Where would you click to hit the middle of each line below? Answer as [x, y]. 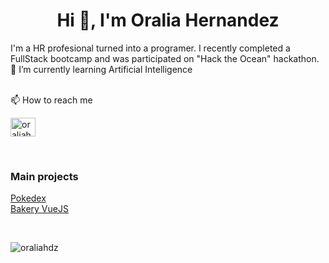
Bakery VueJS [39, 209]
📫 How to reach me [51, 100]
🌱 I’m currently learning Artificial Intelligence [101, 69]
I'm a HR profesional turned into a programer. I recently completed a [150, 48]
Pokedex [28, 198]
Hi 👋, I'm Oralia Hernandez [168, 20]
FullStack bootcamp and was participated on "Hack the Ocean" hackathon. [165, 58]
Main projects [44, 176]
